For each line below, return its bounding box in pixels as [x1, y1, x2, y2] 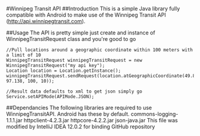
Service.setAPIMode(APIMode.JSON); [6, 94, 95, 100]
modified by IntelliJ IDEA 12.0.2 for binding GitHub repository [6, 123, 155, 130]
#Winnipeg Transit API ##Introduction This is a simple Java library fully [6, 5, 180, 12]
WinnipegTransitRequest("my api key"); [6, 62, 105, 68]
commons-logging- [130, 110, 179, 118]
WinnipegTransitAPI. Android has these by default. [6, 110, 130, 118]
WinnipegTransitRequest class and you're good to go [6, 36, 136, 42]
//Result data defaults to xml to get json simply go [6, 88, 143, 94]
